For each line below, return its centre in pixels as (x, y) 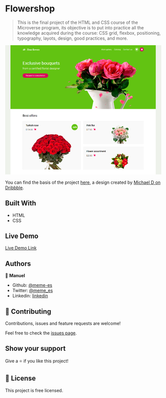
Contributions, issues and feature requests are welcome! (63, 323)
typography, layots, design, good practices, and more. (72, 38)
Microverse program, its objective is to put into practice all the (81, 27)
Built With (21, 203)
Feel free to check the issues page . (41, 333)
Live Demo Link (21, 248)
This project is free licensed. (34, 390)
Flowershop (30, 9)
